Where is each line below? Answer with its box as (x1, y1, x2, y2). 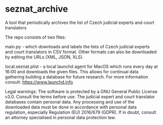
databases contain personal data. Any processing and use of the (5, 99, 135, 104)
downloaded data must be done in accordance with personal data (5, 104, 137, 110)
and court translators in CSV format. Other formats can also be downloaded (5, 49, 157, 55)
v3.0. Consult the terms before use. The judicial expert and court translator (5, 94, 155, 100)
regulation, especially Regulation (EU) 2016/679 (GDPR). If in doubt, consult (5, 109, 157, 115)
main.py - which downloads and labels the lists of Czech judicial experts (5, 43, 150, 49)
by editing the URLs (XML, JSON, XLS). (5, 54, 84, 60)
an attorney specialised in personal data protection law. (5, 114, 116, 120)
